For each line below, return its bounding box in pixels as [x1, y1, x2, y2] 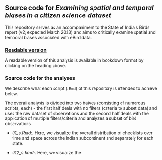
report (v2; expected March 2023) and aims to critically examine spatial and [5, 29, 156, 35]
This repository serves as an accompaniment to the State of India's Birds [5, 24, 149, 30]
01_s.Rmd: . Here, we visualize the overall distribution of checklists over [12, 130, 153, 136]
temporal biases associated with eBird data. [5, 34, 92, 40]
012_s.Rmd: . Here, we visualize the [12, 150, 81, 156]
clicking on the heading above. [5, 63, 66, 69]
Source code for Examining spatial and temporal [5, 4, 154, 12]
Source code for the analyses [5, 75, 76, 82]
